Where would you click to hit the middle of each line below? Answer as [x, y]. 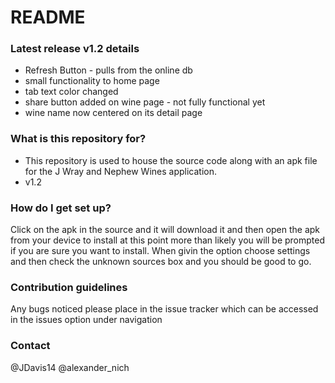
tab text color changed [71, 92]
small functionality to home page [92, 81]
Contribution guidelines [69, 287]
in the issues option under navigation [86, 320]
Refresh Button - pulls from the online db [108, 70]
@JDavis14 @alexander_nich [70, 367]
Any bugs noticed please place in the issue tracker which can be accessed [164, 309]
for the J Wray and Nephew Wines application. [121, 171]
